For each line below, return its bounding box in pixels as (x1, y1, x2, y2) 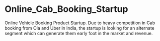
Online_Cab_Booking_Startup (4, 3, 128, 15)
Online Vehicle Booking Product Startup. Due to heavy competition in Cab (4, 20, 155, 26)
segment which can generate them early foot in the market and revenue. (4, 30, 153, 36)
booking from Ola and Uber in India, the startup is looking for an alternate (4, 25, 155, 31)
